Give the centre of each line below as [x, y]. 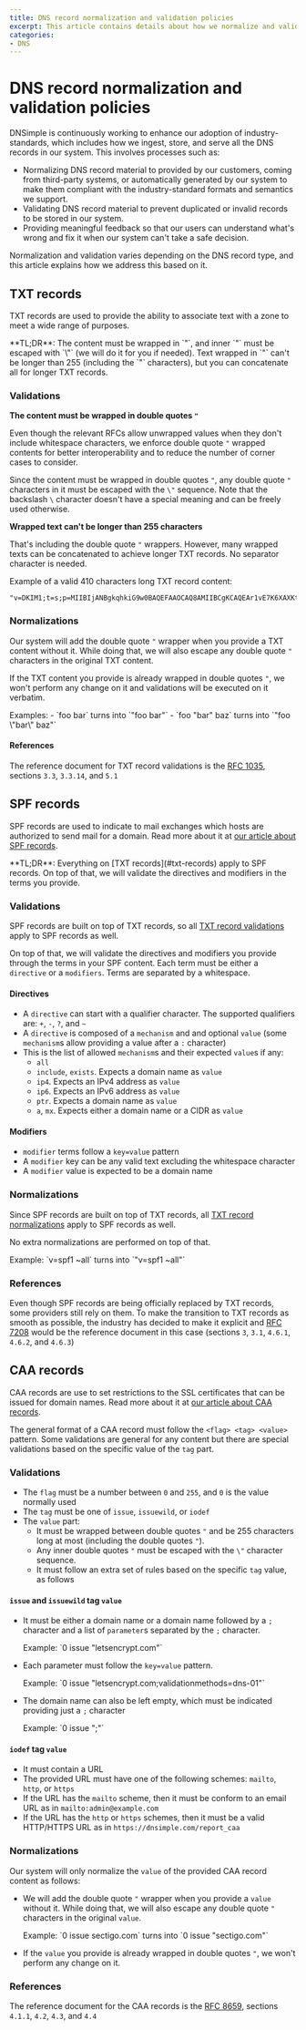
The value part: [51, 1521]
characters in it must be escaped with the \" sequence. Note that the [139, 489]
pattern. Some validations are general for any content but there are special [149, 1439]
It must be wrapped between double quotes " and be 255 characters [165, 1531]
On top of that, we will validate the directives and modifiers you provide [143, 953]
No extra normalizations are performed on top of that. [110, 1242]
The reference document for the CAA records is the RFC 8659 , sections [144, 2006]
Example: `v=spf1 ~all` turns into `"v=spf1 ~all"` [97, 1260]
